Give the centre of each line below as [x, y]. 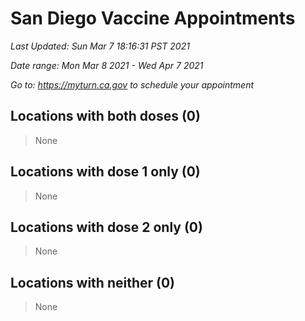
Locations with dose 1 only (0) [105, 172]
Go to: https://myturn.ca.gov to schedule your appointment [132, 84]
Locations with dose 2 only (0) [106, 227]
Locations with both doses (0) [105, 116]
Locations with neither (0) [93, 282]
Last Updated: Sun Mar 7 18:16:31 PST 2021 [100, 46]
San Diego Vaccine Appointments [153, 18]
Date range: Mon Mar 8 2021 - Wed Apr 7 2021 [107, 65]
